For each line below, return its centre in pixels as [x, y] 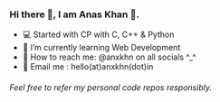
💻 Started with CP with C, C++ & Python [98, 34]
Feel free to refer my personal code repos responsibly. [111, 87]
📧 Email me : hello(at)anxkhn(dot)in [88, 67]
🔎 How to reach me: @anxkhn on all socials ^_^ [109, 57]
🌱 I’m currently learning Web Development [101, 48]
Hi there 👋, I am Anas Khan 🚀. [75, 14]
